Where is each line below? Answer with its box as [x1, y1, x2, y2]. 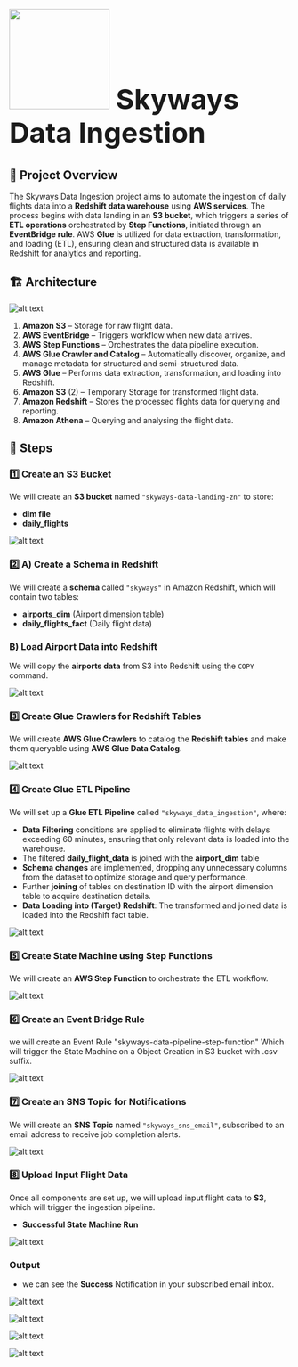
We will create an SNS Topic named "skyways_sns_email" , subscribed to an [9, 1119, 285, 1130]
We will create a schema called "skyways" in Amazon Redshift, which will [9, 582, 276, 593]
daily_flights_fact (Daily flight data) [21, 618, 153, 628]
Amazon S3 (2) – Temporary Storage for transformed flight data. [21, 386, 260, 397]
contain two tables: [9, 591, 80, 602]
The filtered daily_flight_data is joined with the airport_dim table [21, 852, 260, 864]
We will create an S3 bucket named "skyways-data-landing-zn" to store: [9, 491, 274, 503]
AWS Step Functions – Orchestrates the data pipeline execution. [21, 339, 260, 349]
